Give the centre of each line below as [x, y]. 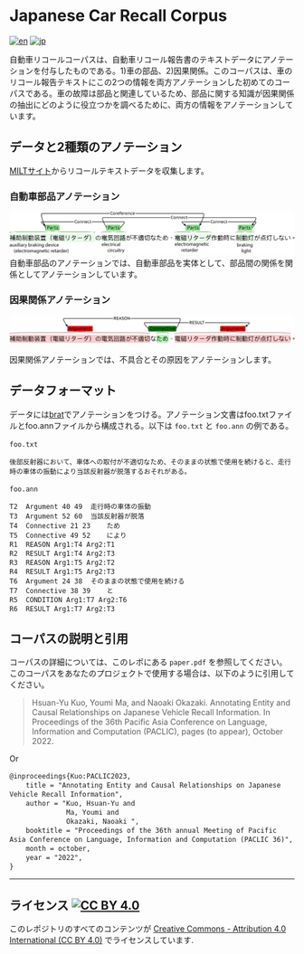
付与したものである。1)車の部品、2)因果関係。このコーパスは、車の [166, 71]
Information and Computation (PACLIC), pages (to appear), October [157, 732]
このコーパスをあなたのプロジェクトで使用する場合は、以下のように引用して [152, 674]
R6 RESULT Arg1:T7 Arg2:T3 [62, 609]
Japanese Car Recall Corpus [119, 16]
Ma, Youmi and [93, 813]
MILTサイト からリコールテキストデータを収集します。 [109, 170]
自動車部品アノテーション [65, 196]
